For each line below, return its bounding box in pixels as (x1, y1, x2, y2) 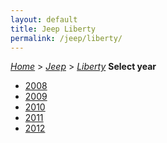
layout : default (10, 14, 78, 25)
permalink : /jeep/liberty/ (10, 33, 123, 43)
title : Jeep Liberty (10, 24, 97, 34)
